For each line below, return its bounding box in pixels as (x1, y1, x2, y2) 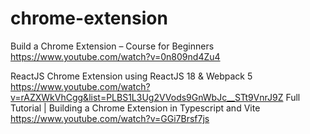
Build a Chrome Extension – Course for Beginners (10, 40, 215, 52)
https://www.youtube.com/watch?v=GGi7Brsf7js (10, 112, 210, 124)
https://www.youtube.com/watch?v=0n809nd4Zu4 (10, 50, 221, 62)
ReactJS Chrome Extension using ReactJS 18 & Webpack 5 (10, 70, 253, 82)
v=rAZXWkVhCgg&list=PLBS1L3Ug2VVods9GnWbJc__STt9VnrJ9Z (10, 91, 284, 103)
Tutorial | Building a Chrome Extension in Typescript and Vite (10, 102, 261, 114)
